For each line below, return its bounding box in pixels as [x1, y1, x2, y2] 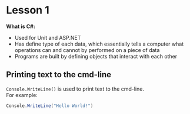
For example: [6, 91, 38, 98]
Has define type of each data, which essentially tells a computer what [14, 40, 184, 47]
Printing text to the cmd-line [6, 70, 112, 80]
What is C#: [6, 23, 35, 30]
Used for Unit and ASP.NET [14, 34, 81, 41]
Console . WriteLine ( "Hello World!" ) [6, 103, 94, 109]
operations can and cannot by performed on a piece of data [14, 46, 160, 53]
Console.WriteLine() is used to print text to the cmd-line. [6, 85, 144, 92]
